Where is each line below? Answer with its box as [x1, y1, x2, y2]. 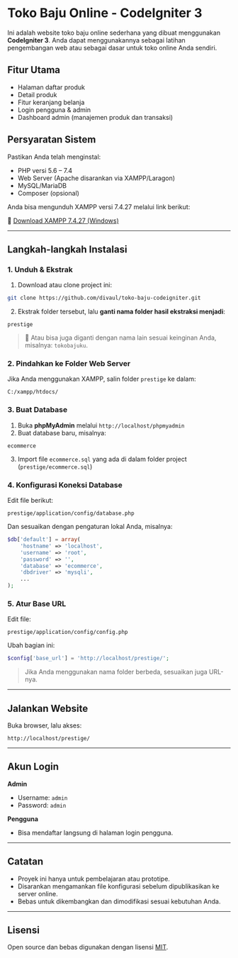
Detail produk [17, 90, 57, 99]
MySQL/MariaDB [17, 181, 67, 189]
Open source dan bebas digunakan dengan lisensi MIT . [7, 943, 169, 952]
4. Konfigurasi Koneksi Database [7, 480, 123, 490]
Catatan [7, 856, 44, 868]
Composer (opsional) [17, 189, 80, 197]
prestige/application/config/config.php [7, 629, 129, 636]
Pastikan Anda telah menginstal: [7, 152, 101, 161]
